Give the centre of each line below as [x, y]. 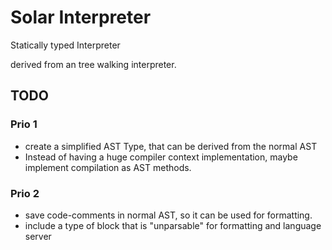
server [38, 236]
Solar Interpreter [81, 17]
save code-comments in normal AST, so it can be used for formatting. [168, 215]
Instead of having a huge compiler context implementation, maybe [161, 157]
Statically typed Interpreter [65, 45]
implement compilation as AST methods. [108, 167]
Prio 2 [25, 193]
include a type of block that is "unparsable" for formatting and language [173, 225]
